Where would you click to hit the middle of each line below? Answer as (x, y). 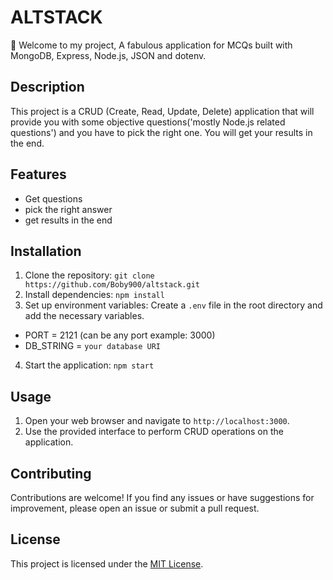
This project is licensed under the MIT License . (107, 563)
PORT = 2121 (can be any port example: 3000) (120, 335)
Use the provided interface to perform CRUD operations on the (154, 432)
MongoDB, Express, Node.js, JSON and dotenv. (108, 55)
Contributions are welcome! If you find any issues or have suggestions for (162, 497)
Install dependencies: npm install (94, 295)
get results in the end (68, 220)
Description (47, 87)
